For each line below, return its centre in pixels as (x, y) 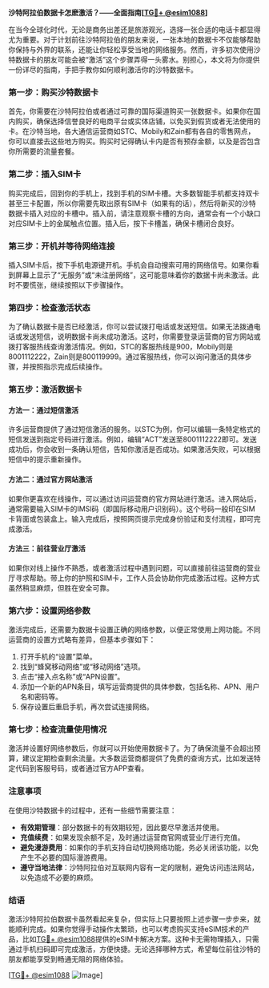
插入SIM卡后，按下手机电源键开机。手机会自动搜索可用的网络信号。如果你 (130, 264)
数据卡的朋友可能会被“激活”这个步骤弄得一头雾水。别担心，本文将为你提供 (137, 60)
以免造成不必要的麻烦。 (58, 877)
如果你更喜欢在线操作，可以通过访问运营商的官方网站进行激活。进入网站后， (134, 498)
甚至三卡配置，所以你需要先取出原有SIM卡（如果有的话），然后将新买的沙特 (132, 203)
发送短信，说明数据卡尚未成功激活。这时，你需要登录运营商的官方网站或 (141, 337)
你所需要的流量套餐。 (43, 151)
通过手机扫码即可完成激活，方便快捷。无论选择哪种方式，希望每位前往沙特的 (134, 949)
